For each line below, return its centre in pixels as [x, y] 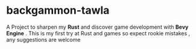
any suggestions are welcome [43, 39]
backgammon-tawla [58, 10]
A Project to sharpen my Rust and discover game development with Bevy [97, 27]
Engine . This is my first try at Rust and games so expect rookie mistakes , [98, 33]
